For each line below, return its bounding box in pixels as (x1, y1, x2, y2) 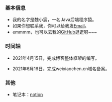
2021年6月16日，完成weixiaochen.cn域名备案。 (12, 66, 110, 72)
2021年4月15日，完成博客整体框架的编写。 (12, 55, 100, 61)
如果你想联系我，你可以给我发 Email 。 (12, 23, 90, 29)
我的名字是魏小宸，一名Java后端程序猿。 (12, 16, 97, 23)
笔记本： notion (12, 91, 43, 98)
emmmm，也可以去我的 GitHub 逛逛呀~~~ (12, 29, 97, 35)
